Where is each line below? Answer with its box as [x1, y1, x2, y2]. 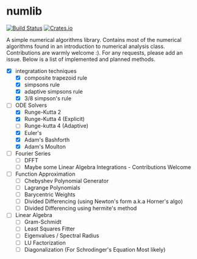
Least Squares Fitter [24, 225, 75, 232]
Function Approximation [15, 170, 76, 178]
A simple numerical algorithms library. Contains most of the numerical [6, 36, 182, 43]
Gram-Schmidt [24, 218, 62, 226]
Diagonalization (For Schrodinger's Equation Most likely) [24, 246, 166, 253]
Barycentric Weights [24, 191, 76, 198]
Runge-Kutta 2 [24, 108, 62, 116]
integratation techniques [15, 67, 77, 74]
